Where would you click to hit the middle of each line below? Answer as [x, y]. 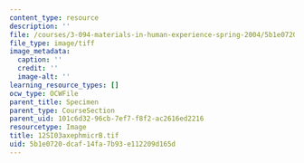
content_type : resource [54, 18]
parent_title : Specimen [54, 102]
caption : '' [40, 60]
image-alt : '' [44, 77]
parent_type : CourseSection [62, 110]
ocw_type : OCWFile [44, 93]
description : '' [40, 26]
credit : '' [38, 69]
